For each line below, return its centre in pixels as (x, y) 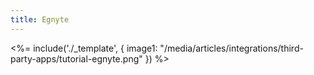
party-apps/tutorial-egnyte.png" (76, 58)
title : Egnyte (40, 19)
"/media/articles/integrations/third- (231, 48)
